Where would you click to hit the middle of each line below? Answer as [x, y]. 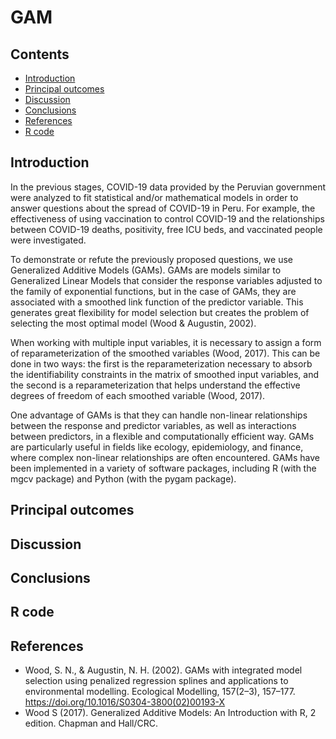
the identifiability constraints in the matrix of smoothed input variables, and [165, 374]
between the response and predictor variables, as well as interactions [153, 425]
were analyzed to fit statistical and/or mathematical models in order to [154, 197]
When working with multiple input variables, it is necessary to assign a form [166, 342]
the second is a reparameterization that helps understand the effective [155, 385]
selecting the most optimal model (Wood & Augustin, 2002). [133, 323]
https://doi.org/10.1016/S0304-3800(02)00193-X [125, 702]
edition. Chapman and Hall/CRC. [91, 723]
